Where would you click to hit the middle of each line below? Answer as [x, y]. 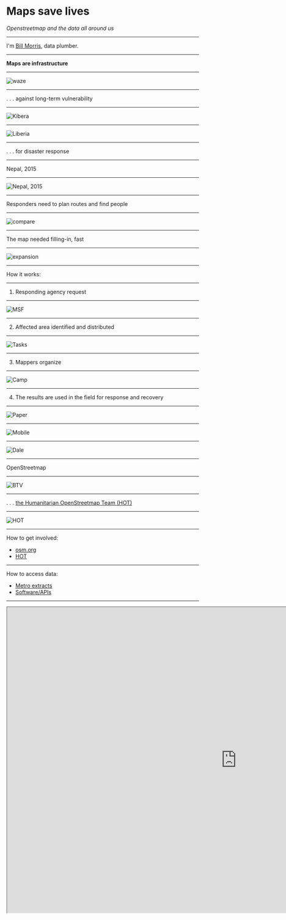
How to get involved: [32, 538]
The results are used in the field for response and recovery [89, 397]
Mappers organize [38, 362]
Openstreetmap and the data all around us [60, 28]
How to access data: [32, 573]
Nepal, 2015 [21, 169]
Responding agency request [51, 292]
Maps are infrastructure [37, 63]
